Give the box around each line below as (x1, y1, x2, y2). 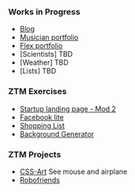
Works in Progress (8, 6, 81, 17)
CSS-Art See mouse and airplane (19, 167, 128, 176)
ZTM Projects (8, 149, 62, 160)
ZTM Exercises (8, 86, 67, 97)
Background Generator (19, 129, 95, 138)
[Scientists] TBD (19, 50, 73, 59)
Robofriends (19, 175, 61, 184)
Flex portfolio (19, 41, 63, 51)
